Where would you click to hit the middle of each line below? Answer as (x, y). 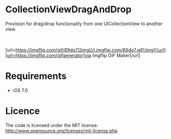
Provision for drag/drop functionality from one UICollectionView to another (84, 24)
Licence (23, 111)
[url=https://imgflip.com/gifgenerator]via (48, 55)
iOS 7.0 (20, 90)
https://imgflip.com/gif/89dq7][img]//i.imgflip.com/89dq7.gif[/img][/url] (90, 50)
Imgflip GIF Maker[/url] (116, 55)
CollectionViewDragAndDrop (69, 9)
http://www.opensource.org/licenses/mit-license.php (62, 131)
